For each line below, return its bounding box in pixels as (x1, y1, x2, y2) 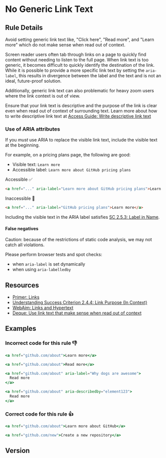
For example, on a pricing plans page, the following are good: (5, 152, 131, 158)
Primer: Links (12, 294, 40, 300)
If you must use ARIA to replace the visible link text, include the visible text (5, 137, 158, 143)
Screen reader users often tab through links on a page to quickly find (5, 51, 147, 57)
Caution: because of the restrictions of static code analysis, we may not (5, 237, 152, 243)
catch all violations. (5, 242, 45, 248)
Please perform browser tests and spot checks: (5, 252, 102, 258)
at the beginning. (5, 142, 40, 148)
